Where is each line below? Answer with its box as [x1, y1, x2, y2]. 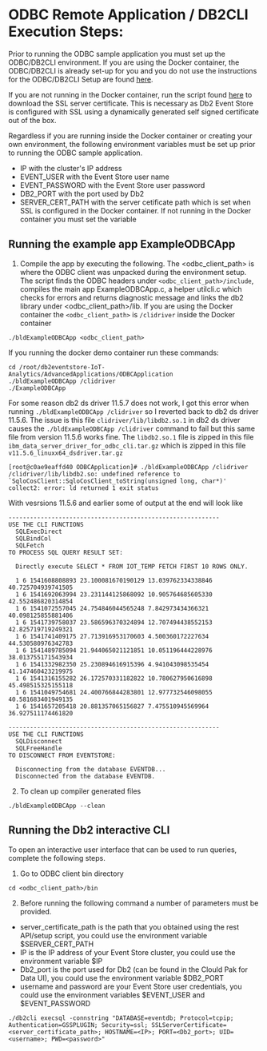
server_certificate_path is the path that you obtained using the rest [19, 922, 240, 932]
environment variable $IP [19, 956, 103, 965]
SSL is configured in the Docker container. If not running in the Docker [19, 205, 252, 215]
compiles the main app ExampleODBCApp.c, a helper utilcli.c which [19, 284, 242, 293]
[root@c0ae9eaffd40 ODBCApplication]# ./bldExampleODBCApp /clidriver [8, 463, 249, 471]
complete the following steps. [8, 853, 106, 862]
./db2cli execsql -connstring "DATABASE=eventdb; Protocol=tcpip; [8, 1013, 234, 1022]
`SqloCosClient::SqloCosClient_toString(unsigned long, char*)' [8, 477, 227, 485]
